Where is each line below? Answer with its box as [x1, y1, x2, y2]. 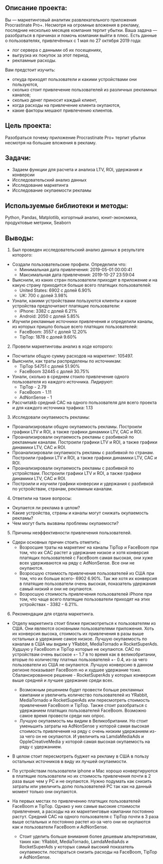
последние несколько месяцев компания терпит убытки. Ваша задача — [5, 27, 157, 33]
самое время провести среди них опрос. [19, 713, 106, 719]
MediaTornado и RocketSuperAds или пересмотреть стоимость [19, 697, 150, 703]
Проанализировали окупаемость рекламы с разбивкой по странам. [12, 450, 154, 456]
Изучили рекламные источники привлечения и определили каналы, [12, 319, 154, 324]
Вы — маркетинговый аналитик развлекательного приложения [5, 17, 137, 22]
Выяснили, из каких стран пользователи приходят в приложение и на [12, 277, 158, 283]
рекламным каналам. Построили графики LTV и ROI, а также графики [12, 439, 158, 445]
